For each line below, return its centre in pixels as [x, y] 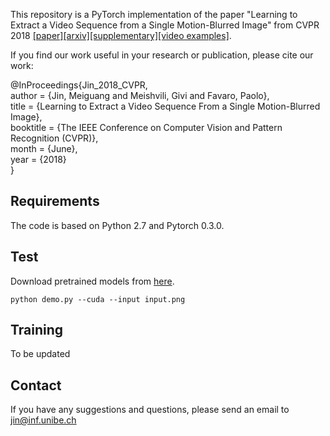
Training [37, 330]
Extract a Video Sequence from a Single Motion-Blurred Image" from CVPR [165, 25]
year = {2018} [38, 159]
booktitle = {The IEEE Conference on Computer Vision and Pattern [146, 127]
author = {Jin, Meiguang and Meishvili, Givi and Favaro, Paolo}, [140, 95]
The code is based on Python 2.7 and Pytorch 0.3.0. [117, 225]
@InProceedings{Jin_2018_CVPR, [79, 85]
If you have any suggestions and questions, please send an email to [150, 410]
